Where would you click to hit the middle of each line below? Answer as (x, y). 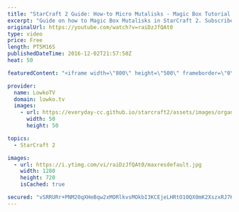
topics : (19, 138)
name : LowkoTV (34, 92)
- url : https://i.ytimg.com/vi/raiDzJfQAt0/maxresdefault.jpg (108, 164)
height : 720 (38, 178)
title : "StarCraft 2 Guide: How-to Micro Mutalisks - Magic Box (105, 14)
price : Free (25, 41)
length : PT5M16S (31, 47)
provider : (22, 86)
